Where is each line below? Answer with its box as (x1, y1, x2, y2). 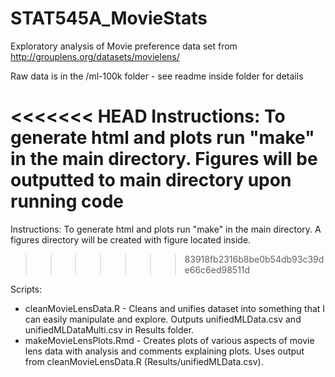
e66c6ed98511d (184, 263, 251, 276)
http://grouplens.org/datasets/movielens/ (10, 50, 180, 62)
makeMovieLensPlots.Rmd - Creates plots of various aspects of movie (24, 334, 315, 346)
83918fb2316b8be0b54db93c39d (184, 253, 325, 265)
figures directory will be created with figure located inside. (10, 233, 252, 246)
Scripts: (10, 283, 43, 295)
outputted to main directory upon (10, 169, 292, 192)
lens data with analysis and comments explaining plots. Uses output (24, 345, 305, 357)
